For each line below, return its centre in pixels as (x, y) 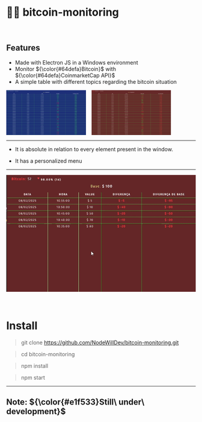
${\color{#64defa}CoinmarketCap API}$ (65, 75)
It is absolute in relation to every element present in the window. (94, 149)
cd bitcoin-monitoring (48, 354)
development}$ (36, 411)
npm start (33, 377)
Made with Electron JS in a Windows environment (76, 62)
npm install (35, 366)
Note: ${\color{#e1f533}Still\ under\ (75, 402)
